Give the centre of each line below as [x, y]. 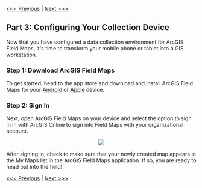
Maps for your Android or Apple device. [55, 90]
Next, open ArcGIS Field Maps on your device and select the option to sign [99, 118]
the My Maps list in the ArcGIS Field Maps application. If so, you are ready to [101, 160]
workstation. [22, 55]
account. [17, 131]
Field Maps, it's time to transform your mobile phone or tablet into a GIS [95, 48]
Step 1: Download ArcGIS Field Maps [61, 70]
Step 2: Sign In [28, 106]
